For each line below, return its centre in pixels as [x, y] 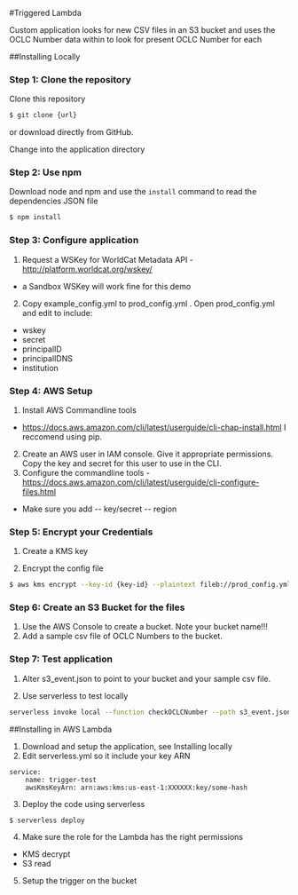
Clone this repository [47, 99]
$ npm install [35, 218]
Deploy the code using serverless [83, 804]
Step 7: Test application [61, 659]
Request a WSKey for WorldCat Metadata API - [107, 259]
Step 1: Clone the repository [70, 79]
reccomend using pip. [62, 436]
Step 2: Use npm [46, 172]
